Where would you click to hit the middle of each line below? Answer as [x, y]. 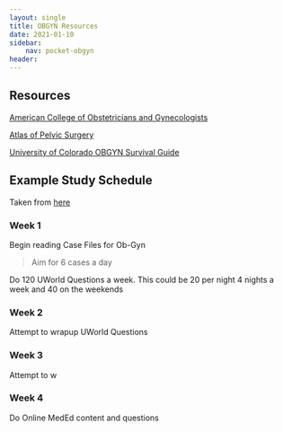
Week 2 [26, 313]
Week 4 [27, 398]
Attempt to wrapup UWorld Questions [79, 332]
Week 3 [26, 356]
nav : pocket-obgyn [60, 51]
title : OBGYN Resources [54, 26]
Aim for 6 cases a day [71, 262]
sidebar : [26, 43]
